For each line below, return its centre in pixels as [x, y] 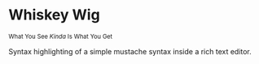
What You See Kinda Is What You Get [60, 36]
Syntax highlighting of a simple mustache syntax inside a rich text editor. [130, 51]
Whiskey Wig [54, 15]
